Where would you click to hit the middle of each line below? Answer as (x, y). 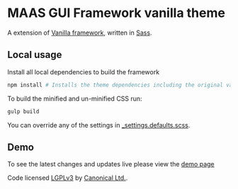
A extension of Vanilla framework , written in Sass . (80, 33)
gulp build (23, 111)
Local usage (35, 55)
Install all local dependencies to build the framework (84, 71)
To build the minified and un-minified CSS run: (75, 98)
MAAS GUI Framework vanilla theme (116, 13)
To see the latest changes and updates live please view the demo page (111, 164)
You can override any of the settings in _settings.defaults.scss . (99, 125)
